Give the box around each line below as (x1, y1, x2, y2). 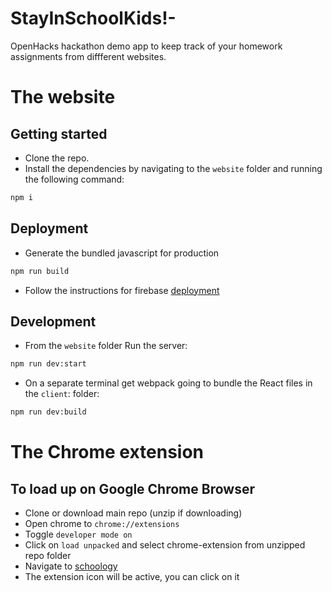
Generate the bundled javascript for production (24, 247, 220, 259)
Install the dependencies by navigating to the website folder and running (24, 162, 323, 174)
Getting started (10, 125, 108, 142)
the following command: (24, 173, 125, 185)
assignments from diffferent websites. (10, 50, 167, 62)
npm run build (10, 266, 70, 276)
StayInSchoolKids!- (10, 7, 177, 30)
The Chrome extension (10, 441, 205, 464)
